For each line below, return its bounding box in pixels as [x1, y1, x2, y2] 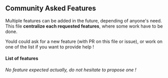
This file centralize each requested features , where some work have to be [5, 23, 163, 29]
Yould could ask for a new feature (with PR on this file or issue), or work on [5, 38, 163, 44]
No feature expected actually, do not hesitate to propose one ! [5, 67, 137, 73]
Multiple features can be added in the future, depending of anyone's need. [5, 17, 162, 23]
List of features [5, 56, 38, 62]
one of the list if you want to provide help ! [5, 43, 94, 50]
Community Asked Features [5, 4, 96, 13]
